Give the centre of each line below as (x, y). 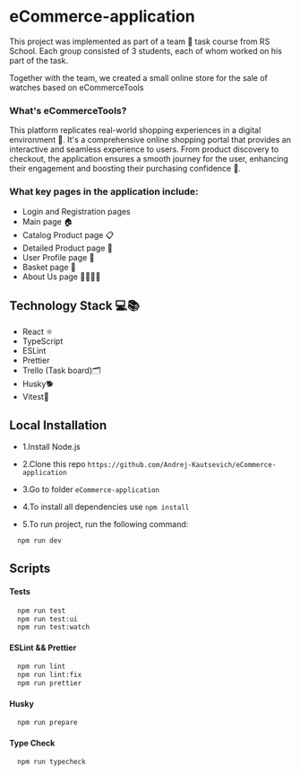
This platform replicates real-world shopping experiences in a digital (135, 130)
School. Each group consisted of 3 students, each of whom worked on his (146, 50)
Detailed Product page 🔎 (68, 248)
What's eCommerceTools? (68, 110)
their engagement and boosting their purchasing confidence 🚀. (125, 169)
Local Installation (58, 425)
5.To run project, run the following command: (105, 524)
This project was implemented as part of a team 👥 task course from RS (140, 41)
